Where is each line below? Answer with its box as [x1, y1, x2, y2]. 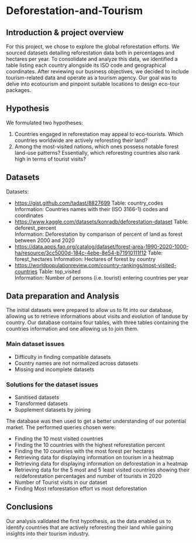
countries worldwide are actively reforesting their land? [14, 137, 148, 144]
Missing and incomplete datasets [14, 365, 95, 373]
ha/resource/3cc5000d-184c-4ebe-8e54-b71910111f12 [14, 249, 147, 256]
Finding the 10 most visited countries [14, 435, 104, 442]
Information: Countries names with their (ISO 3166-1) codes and [14, 205, 169, 212]
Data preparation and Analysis [6, 291, 119, 301]
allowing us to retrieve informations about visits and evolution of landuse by [6, 313, 188, 320]
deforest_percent [14, 224, 57, 231]
